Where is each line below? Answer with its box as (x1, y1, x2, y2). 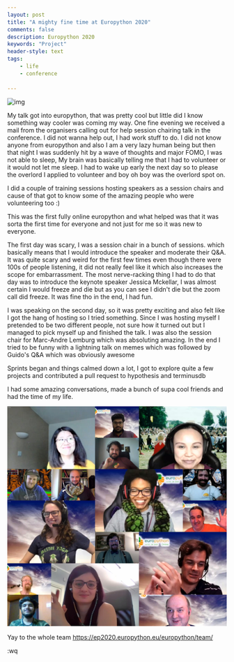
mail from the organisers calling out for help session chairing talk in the (7, 126, 211, 134)
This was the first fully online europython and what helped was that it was (7, 212, 219, 220)
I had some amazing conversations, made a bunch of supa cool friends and (7, 384, 224, 393)
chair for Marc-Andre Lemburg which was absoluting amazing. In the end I (7, 336, 221, 344)
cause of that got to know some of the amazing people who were (7, 191, 194, 200)
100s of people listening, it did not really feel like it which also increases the (7, 262, 224, 271)
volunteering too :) (7, 199, 61, 207)
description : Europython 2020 (7, 33, 95, 40)
